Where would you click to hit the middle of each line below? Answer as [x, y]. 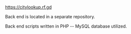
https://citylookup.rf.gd [28, 7]
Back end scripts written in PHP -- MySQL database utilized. [66, 26]
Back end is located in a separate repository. [50, 17]
